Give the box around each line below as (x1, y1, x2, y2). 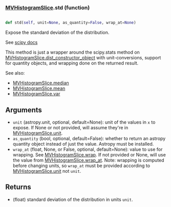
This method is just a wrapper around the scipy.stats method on (5, 49, 140, 55)
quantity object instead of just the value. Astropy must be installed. (12, 141, 154, 147)
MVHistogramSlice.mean (12, 85, 66, 91)
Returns (5, 183, 32, 192)
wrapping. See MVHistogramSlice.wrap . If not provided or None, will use (12, 151, 166, 157)
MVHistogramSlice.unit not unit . (12, 168, 81, 174)
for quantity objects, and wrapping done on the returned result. (5, 60, 139, 66)
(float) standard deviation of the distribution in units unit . (12, 196, 133, 202)
